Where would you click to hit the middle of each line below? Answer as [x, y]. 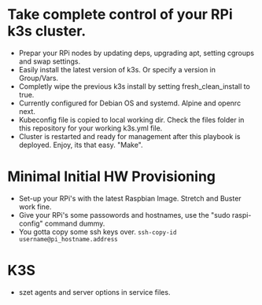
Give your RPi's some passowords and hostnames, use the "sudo [124, 215]
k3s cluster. [47, 31]
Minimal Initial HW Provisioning [112, 176]
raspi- [242, 215]
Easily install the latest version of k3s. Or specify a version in [117, 69]
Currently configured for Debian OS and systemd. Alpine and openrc [130, 103]
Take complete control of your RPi [120, 15]
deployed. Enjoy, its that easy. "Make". [81, 145]
